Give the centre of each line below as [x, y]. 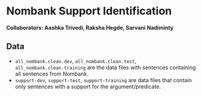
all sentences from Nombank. [52, 74]
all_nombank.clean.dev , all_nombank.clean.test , [76, 61]
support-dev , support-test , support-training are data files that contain [103, 80]
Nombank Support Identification [89, 11]
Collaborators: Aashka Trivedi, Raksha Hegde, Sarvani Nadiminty [90, 28]
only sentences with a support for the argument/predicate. [88, 86]
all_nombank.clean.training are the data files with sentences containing [106, 67]
